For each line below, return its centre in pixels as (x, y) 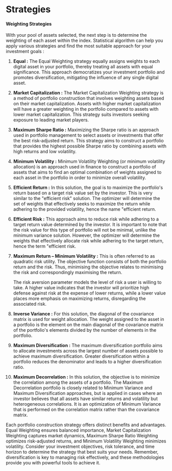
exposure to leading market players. (51, 120)
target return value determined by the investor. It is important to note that (90, 225)
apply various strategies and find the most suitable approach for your (79, 46)
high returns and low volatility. (45, 152)
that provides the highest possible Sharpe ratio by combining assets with (90, 146)
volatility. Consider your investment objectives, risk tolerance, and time (80, 447)
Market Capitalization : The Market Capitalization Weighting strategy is (88, 93)
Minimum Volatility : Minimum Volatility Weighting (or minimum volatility (89, 161)
